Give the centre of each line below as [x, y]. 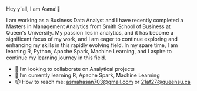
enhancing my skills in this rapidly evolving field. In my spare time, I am [92, 45]
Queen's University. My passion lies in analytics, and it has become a [90, 32]
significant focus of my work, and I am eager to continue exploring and [92, 39]
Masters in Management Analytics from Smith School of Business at [88, 26]
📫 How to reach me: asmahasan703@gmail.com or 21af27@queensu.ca [103, 82]
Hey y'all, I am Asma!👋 [33, 9]
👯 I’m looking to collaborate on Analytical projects [75, 69]
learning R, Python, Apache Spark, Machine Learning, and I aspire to [89, 51]
